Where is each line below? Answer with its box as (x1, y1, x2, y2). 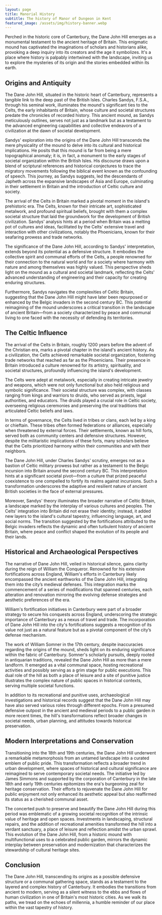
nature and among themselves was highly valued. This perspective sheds (5, 264, 151, 270)
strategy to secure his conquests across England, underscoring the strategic (5, 611, 158, 617)
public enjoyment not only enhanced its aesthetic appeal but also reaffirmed (5, 791, 157, 797)
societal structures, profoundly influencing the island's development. (5, 367, 142, 373)
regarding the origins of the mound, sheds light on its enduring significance (5, 646, 155, 652)
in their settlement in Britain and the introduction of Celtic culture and (5, 184, 143, 190)
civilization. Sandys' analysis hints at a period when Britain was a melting (5, 219, 150, 225)
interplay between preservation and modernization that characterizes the (5, 842, 151, 848)
